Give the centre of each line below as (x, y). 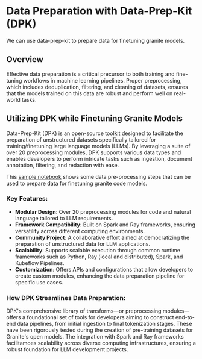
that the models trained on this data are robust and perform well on (90, 93)
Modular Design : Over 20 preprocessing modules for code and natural (103, 211)
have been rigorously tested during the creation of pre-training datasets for (100, 330)
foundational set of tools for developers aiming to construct (100, 317)
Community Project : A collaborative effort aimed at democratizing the (102, 237)
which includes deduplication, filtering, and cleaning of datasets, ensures (97, 87)
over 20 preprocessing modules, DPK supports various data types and (94, 152)
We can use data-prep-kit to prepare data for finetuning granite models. (96, 40)
